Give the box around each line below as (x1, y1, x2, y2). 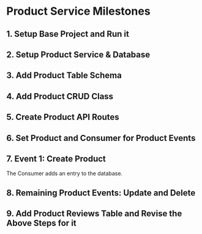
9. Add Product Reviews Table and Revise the (6, 208, 182, 219)
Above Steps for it (6, 218, 77, 228)
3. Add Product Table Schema (6, 70, 122, 81)
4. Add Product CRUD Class (6, 91, 114, 102)
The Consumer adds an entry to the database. (6, 170, 123, 177)
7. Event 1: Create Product (6, 153, 106, 164)
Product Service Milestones (6, 4, 151, 18)
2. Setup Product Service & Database (6, 49, 151, 59)
